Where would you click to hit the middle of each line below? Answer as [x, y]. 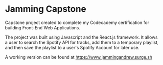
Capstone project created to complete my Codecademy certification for [77, 22]
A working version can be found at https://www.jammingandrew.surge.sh [79, 57]
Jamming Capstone [46, 9]
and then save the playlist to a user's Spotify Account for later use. [72, 47]
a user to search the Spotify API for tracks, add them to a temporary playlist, [82, 42]
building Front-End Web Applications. [43, 27]
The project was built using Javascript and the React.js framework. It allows [81, 37]
